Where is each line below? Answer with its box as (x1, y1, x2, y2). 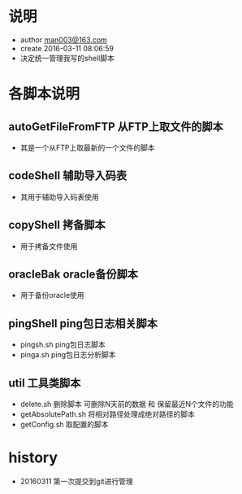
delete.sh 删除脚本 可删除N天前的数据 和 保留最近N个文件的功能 (19, 400, 234, 409)
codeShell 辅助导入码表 (8, 168, 127, 183)
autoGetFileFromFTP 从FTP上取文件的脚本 (8, 120, 223, 133)
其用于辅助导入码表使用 (19, 192, 99, 202)
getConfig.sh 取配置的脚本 (19, 420, 109, 429)
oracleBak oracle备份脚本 (8, 267, 139, 281)
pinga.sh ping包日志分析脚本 (19, 350, 116, 360)
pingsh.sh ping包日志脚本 (19, 339, 106, 350)
